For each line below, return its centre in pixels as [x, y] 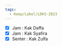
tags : [10, 9]
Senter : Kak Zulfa [30, 39]
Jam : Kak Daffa [28, 28]
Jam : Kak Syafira [30, 33]
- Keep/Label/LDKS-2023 [33, 14]
